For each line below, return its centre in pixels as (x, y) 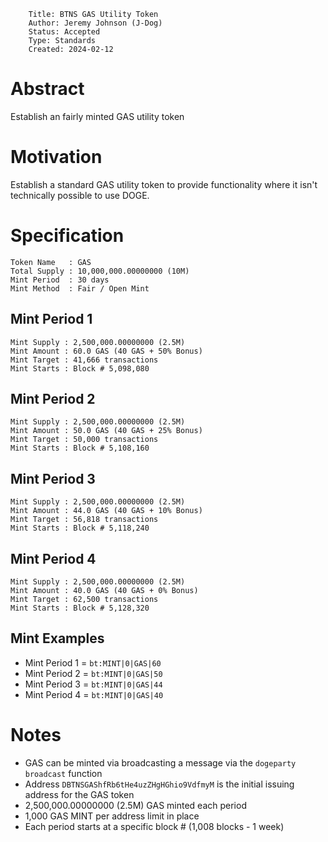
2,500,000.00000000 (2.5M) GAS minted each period (135, 805)
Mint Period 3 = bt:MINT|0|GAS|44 (93, 684)
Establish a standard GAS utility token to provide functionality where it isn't (164, 184)
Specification (67, 236)
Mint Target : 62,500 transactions (84, 600)
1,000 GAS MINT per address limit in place (112, 816)
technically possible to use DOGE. (80, 195)
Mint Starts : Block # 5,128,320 (80, 608)
